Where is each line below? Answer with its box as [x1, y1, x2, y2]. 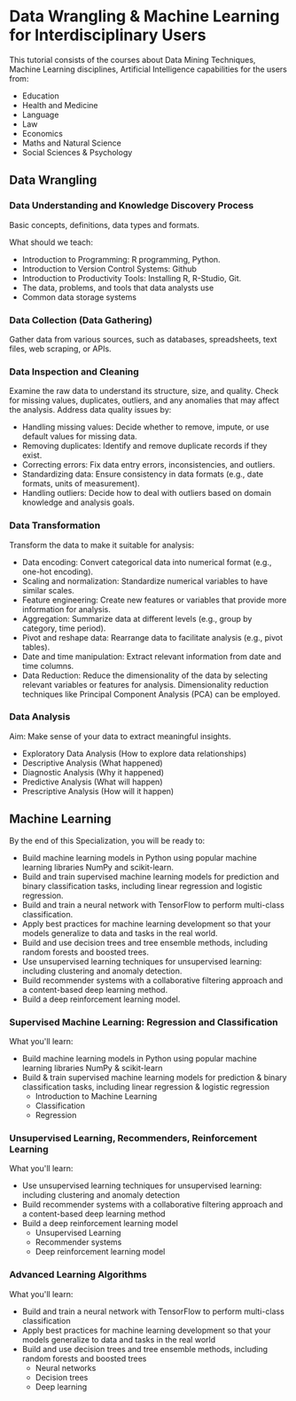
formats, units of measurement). [21, 478, 140, 489]
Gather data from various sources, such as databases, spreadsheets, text [9, 334, 277, 344]
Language [21, 109, 59, 120]
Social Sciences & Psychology [21, 146, 133, 157]
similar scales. [21, 585, 75, 595]
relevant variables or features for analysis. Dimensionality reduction [21, 679, 269, 689]
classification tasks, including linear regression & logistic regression [21, 1081, 270, 1092]
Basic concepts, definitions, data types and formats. [9, 219, 199, 230]
